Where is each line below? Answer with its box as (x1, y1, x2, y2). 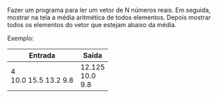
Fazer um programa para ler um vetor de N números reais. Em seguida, (7, 6, 211, 14)
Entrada (29, 51, 56, 60)
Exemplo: (7, 34, 34, 42)
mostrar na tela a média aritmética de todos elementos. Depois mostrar (7, 13, 211, 22)
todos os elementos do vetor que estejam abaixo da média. (7, 21, 177, 28)
